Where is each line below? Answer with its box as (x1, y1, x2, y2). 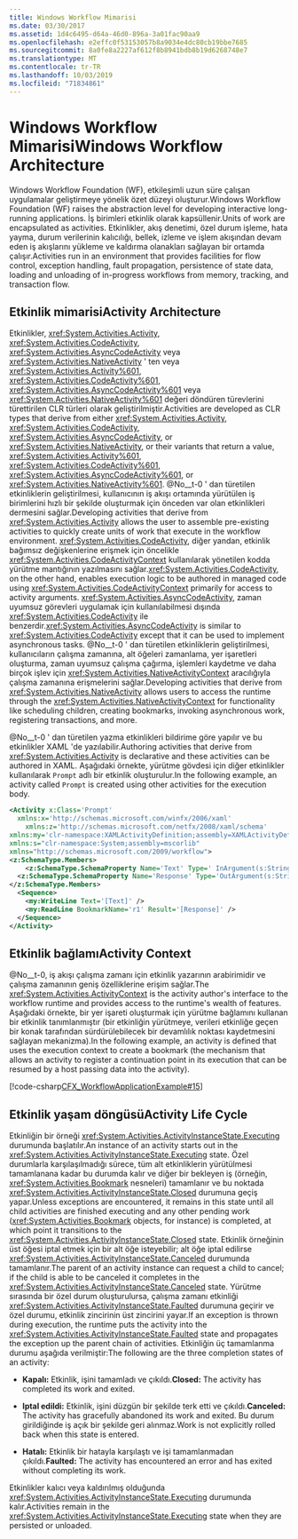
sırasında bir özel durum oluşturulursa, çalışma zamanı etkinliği (9, 1291, 239, 1302)
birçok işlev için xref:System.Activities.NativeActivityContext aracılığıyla (9, 668, 271, 678)
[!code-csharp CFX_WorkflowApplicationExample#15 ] (9, 1081, 204, 1092)
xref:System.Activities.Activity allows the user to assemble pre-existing (9, 517, 269, 528)
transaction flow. (9, 279, 70, 290)
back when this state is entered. (21, 1429, 139, 1440)
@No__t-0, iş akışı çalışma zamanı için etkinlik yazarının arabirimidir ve (9, 970, 266, 980)
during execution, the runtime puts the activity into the (9, 1320, 208, 1330)
